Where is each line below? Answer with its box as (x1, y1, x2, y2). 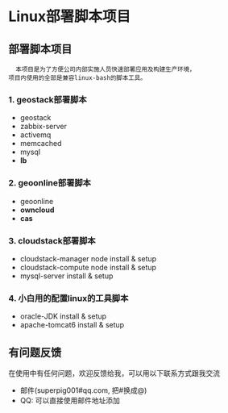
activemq (19, 130, 52, 140)
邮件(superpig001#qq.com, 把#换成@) (19, 386, 147, 395)
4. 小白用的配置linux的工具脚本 (8, 292, 129, 303)
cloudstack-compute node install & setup (19, 262, 157, 272)
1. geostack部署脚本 (8, 94, 87, 105)
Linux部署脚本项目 (8, 7, 131, 26)
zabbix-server (19, 122, 67, 131)
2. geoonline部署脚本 (8, 177, 91, 189)
